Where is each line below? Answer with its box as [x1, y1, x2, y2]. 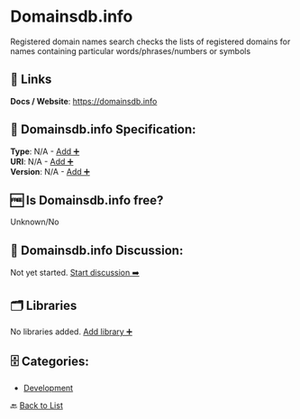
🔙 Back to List [10, 399, 64, 411]
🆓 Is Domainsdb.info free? [10, 192, 164, 208]
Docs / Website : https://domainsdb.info [10, 96, 158, 106]
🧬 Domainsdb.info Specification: [10, 122, 196, 137]
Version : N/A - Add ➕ [10, 166, 91, 177]
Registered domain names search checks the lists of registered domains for [10, 36, 291, 47]
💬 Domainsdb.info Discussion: [10, 242, 184, 258]
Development [23, 382, 74, 393]
